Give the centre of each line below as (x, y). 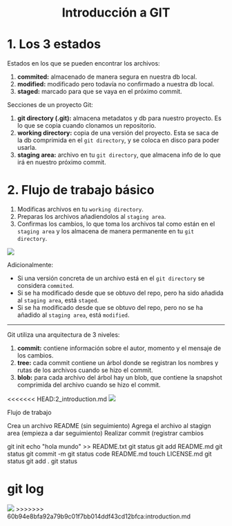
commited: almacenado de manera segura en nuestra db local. (107, 77)
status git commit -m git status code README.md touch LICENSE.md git (109, 454)
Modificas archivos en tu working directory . (80, 209)
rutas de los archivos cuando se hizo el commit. (85, 370)
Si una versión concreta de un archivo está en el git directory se (111, 278)
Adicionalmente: (30, 265)
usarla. (27, 148)
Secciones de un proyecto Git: (50, 105)
